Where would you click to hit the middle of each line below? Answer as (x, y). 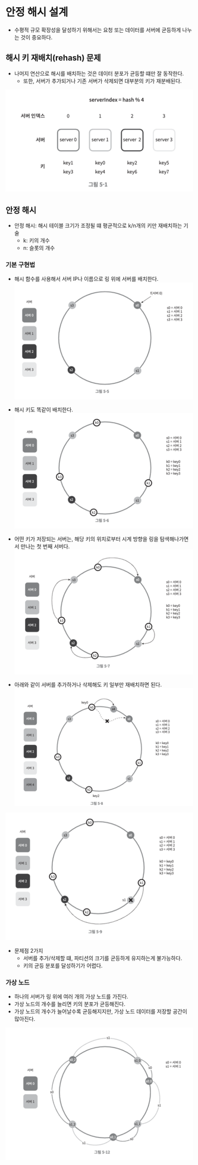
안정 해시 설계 (37, 12)
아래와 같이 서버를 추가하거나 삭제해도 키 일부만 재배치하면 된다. (88, 684)
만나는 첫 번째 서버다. (45, 546)
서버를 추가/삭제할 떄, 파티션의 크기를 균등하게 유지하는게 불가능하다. (103, 958)
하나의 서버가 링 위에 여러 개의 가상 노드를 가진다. (71, 997)
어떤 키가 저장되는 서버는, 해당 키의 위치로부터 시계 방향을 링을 (86, 539)
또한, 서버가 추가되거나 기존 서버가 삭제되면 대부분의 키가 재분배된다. (102, 80)
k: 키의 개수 (36, 241)
